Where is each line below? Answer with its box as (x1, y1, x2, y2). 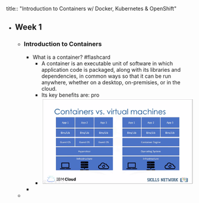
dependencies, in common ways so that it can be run (41, 72, 171, 80)
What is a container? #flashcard (32, 53, 111, 61)
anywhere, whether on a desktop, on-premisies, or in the (41, 78, 181, 85)
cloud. (41, 85, 57, 92)
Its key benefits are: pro (41, 91, 100, 99)
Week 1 (14, 22, 42, 32)
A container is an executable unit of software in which (41, 59, 173, 67)
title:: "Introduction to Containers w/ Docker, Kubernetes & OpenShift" (6, 5, 177, 12)
